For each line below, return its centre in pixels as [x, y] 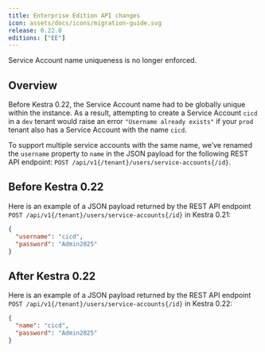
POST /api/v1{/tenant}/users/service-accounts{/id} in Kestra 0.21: [120, 215]
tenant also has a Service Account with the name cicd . [97, 130]
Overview [33, 85]
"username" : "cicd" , [49, 236]
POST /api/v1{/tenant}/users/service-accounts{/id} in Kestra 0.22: [120, 304]
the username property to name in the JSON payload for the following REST [129, 154]
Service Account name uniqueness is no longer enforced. [103, 60]
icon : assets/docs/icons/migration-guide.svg [85, 23]
